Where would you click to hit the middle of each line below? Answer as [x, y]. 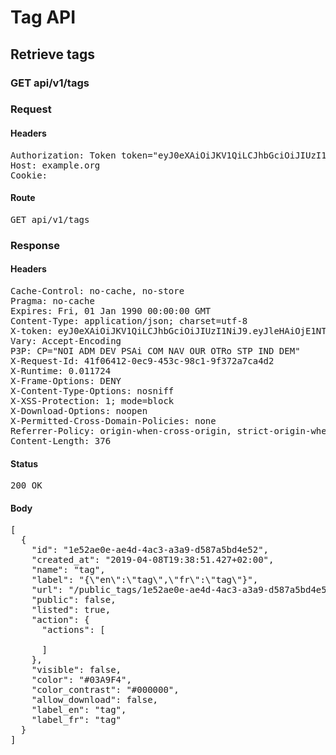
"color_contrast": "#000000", [105, 690]
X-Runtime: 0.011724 [61, 370]
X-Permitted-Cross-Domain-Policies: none [113, 420]
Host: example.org [55, 165]
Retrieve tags [52, 54]
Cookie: [29, 175]
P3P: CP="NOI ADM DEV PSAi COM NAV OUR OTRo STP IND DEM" [155, 350]
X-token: [31, 330]
